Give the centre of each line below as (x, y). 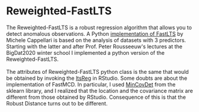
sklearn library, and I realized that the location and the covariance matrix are (100, 91)
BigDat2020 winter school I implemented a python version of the (85, 52)
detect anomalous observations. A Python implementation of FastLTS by (95, 33)
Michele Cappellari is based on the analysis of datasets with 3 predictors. (96, 40)
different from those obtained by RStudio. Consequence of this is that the (96, 97)
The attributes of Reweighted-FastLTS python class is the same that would (97, 71)
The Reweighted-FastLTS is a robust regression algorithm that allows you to (99, 27)
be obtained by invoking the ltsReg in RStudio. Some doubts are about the (97, 78)
